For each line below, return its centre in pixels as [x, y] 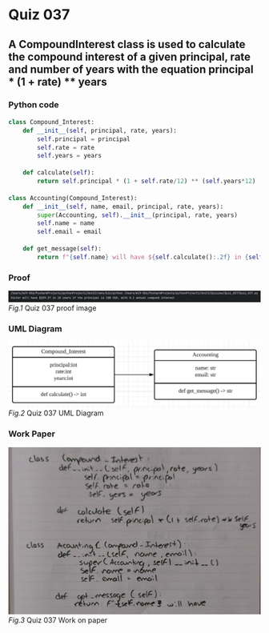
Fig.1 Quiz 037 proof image [52, 308]
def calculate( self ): [58, 173]
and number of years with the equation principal [131, 69]
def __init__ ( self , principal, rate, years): [100, 130]
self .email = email [70, 232]
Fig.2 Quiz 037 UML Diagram [56, 413]
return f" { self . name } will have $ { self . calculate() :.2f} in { [143, 257]
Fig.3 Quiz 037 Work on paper [58, 620]
